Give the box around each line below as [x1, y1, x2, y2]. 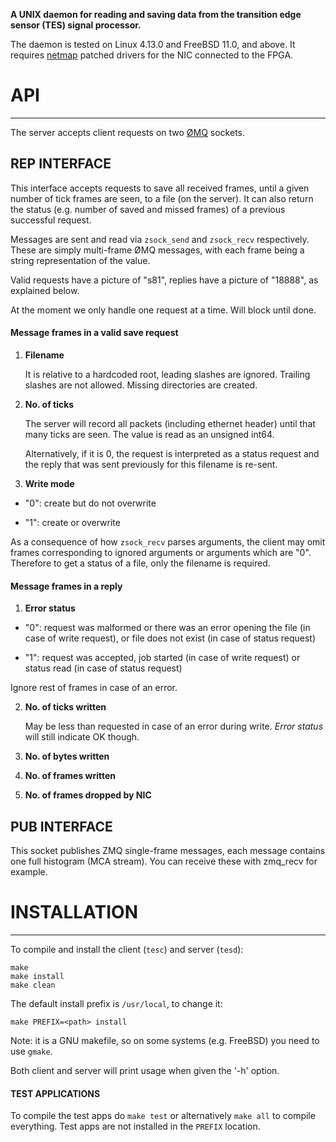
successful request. [10, 214, 92, 226]
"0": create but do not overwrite [24, 497, 157, 509]
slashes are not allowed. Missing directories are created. [24, 379, 258, 391]
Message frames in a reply [10, 580, 123, 592]
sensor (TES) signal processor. [10, 19, 142, 31]
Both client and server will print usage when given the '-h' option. [10, 1064, 280, 1076]
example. [10, 865, 48, 878]
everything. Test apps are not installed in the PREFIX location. [10, 1120, 261, 1133]
